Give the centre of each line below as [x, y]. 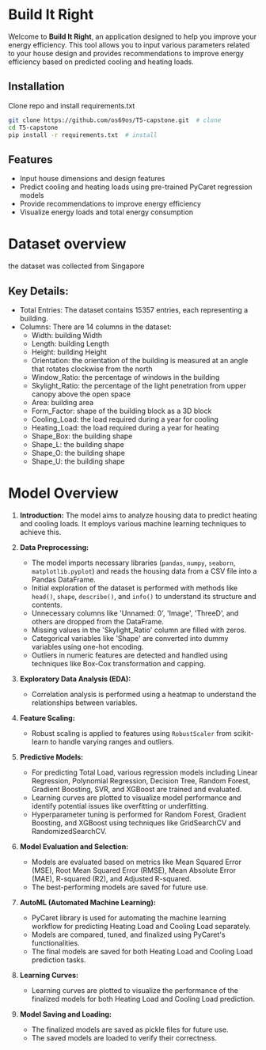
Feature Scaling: [47, 718]
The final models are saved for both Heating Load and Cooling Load [142, 951]
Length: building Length [70, 343]
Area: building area [62, 402]
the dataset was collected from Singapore [76, 266]
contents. [47, 605]
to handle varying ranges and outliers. [112, 741]
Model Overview [63, 493]
